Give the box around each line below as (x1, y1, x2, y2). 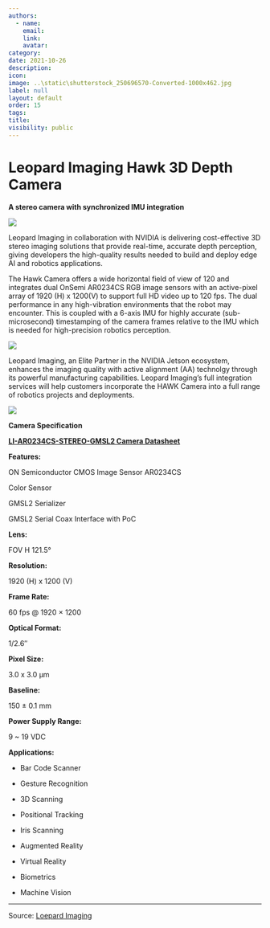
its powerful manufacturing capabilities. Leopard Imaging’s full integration (8, 373, 252, 382)
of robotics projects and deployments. (8, 390, 135, 399)
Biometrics (19, 872, 56, 881)
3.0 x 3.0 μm (8, 669, 50, 679)
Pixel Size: (8, 654, 44, 664)
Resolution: (8, 560, 48, 570)
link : (22, 34, 42, 43)
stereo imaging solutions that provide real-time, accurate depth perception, (8, 241, 257, 251)
